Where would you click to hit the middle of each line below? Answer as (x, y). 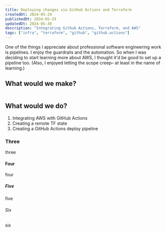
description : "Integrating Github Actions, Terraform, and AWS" (73, 28)
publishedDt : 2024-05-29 (31, 19)
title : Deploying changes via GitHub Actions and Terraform (69, 10)
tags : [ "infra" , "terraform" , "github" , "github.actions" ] (67, 33)
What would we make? (41, 84)
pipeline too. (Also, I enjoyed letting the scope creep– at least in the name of (83, 63)
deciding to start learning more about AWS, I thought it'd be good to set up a (83, 57)
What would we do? (36, 106)
